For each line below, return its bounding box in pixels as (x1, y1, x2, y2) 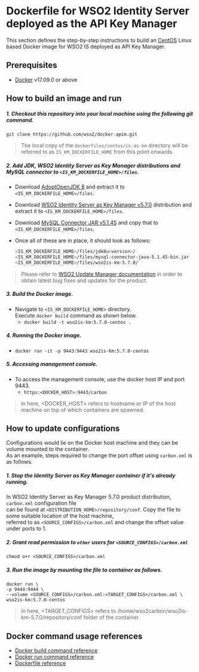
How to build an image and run (6, 94, 122, 104)
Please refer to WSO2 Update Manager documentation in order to (20, 270, 183, 278)
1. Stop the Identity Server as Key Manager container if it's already (6, 472, 176, 479)
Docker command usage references (6, 631, 143, 641)
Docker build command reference (14, 647, 98, 654)
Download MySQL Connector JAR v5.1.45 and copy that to (14, 219, 158, 226)
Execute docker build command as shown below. (14, 312, 137, 319)
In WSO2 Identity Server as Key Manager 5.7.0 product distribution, (6, 494, 172, 501)
